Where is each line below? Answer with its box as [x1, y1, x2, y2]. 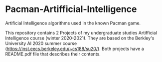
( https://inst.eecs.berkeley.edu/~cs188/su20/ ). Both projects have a [5, 45, 144, 51]
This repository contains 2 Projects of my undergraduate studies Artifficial [5, 29, 157, 35]
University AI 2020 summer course [5, 40, 77, 46]
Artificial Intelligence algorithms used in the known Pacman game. [5, 20, 141, 26]
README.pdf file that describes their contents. [5, 51, 101, 57]
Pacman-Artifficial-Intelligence [5, 3, 137, 15]
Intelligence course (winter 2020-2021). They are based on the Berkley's [5, 35, 155, 41]
